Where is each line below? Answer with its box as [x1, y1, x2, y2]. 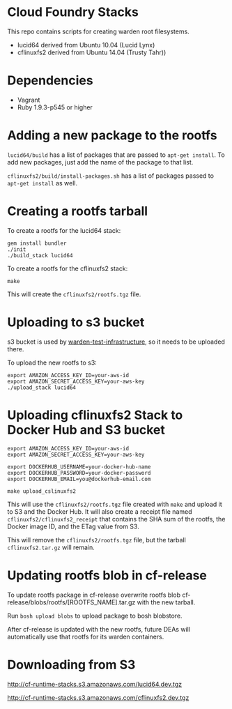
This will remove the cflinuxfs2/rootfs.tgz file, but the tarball [7, 535, 186, 544]
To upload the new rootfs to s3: [7, 358, 98, 367]
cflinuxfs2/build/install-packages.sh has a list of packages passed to [7, 171, 215, 180]
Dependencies [7, 73, 93, 89]
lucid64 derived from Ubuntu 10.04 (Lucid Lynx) [17, 40, 155, 49]
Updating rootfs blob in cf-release [7, 567, 208, 583]
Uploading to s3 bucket [7, 314, 145, 330]
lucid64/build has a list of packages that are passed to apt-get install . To [7, 151, 225, 159]
